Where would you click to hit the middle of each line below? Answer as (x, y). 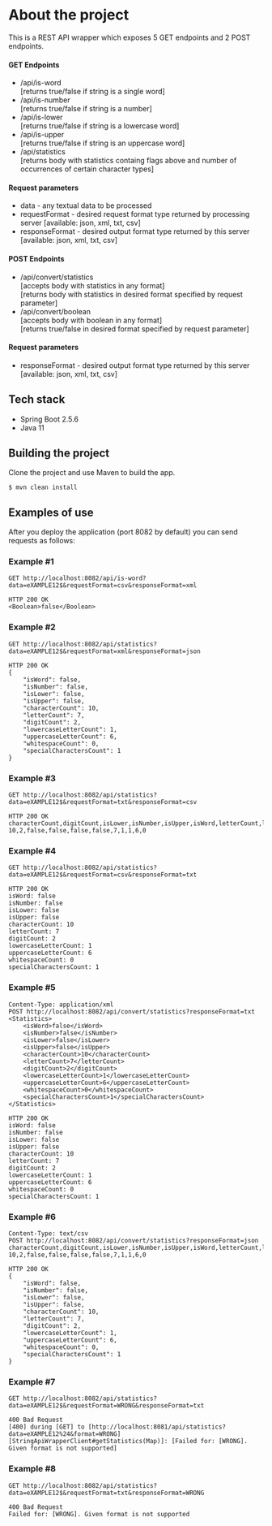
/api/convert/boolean (55, 311)
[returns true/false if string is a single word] (93, 92)
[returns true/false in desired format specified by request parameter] (134, 329)
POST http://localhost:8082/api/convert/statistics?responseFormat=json (134, 1240)
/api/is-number (45, 100)
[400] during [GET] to (47, 1427)
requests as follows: (42, 541)
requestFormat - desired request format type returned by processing (135, 214)
